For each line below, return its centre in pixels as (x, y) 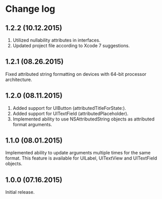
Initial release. (20, 192)
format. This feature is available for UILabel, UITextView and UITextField (81, 158)
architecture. (19, 79)
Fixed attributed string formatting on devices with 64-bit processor (76, 74)
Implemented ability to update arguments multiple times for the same (78, 153)
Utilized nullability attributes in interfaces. (57, 40)
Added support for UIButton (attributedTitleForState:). (69, 108)
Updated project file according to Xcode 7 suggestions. (71, 46)
